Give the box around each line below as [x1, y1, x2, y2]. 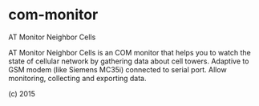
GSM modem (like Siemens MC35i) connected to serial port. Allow [8, 64, 227, 74]
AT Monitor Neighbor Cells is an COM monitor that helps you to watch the [8, 47, 251, 57]
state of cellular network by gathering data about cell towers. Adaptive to [8, 56, 249, 66]
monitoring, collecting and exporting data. [8, 73, 147, 83]
